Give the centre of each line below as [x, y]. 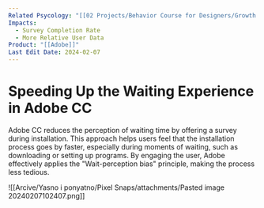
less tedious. [29, 172]
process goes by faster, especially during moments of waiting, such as [123, 146]
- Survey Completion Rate [58, 30]
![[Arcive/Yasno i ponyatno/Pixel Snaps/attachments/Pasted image [117, 187]
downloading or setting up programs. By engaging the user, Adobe [117, 155]
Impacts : [23, 23]
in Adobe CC [50, 108]
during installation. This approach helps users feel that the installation [121, 138]
